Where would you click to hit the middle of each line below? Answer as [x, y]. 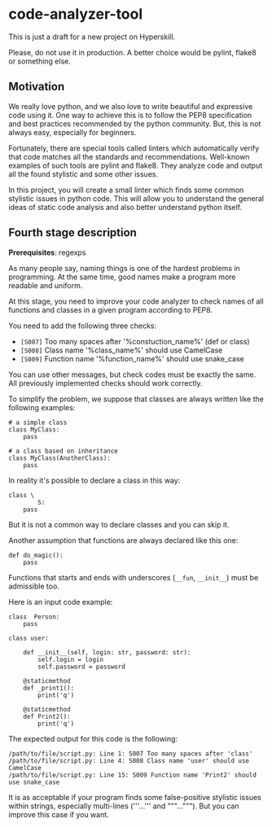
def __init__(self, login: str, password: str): [107, 652]
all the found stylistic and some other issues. [83, 174]
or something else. [39, 61]
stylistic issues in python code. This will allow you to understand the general [136, 198]
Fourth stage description [72, 233]
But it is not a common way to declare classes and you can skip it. [119, 524]
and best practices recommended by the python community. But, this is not [135, 124]
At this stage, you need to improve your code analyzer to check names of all [136, 301]
